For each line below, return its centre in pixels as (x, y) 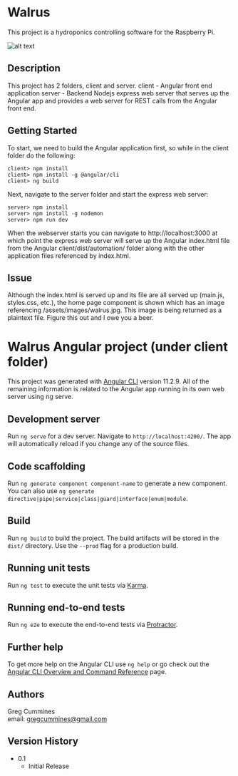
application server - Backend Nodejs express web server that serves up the (118, 93)
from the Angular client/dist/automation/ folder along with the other (106, 248)
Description (34, 68)
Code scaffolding (46, 466)
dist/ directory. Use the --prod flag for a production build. (93, 545)
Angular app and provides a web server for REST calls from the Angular (112, 100)
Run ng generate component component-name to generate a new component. (118, 483)
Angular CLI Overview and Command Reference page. (87, 672)
